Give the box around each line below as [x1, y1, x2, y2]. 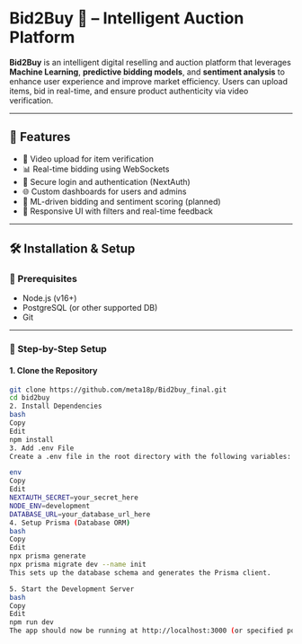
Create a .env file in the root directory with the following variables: [9, 452, 292, 461]
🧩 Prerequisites [9, 273, 78, 286]
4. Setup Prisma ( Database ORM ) [9, 518, 130, 527]
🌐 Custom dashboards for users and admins [22, 186, 187, 197]
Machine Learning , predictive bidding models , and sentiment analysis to [9, 66, 286, 77]
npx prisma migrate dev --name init [9, 560, 147, 569]
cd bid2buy [9, 393, 50, 402]
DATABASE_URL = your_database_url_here [9, 509, 151, 519]
